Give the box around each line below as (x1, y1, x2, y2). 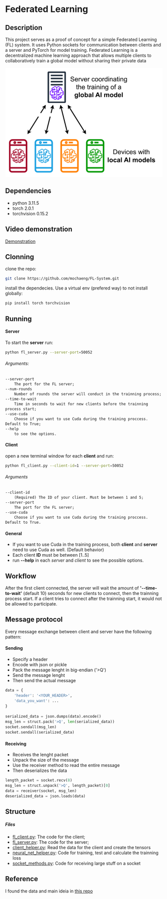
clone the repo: (5, 266, 36, 272)
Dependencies (5, 187, 51, 195)
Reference (5, 875, 38, 883)
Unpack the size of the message (12, 757, 79, 763)
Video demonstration (5, 225, 73, 234)
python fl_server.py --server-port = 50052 (5, 350, 93, 355)
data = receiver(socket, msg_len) (5, 788, 77, 793)
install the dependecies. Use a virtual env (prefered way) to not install (5, 285, 148, 291)
